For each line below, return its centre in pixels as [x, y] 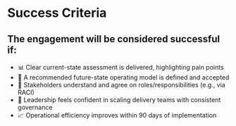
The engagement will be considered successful [114, 39]
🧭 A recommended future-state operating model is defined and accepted [123, 77]
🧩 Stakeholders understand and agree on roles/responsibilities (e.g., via [121, 85]
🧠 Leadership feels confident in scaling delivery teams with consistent [119, 100]
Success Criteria [57, 13]
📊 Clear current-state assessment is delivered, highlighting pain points [120, 67]
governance [35, 107]
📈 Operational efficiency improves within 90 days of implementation [117, 115]
